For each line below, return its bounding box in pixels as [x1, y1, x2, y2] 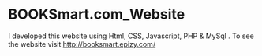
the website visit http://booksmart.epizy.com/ [8, 39, 156, 48]
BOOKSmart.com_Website [8, 5, 185, 23]
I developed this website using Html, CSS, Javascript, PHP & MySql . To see [8, 31, 254, 40]
